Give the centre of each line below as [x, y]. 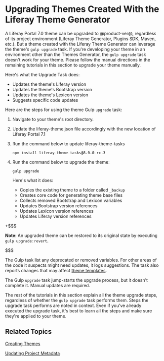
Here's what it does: [33, 180]
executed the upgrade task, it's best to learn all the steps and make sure [79, 310]
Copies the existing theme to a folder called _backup [72, 190]
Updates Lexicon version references [57, 211]
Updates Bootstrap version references [59, 206]
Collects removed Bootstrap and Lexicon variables [71, 200]
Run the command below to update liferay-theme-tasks [68, 144]
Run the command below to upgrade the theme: [61, 162]
